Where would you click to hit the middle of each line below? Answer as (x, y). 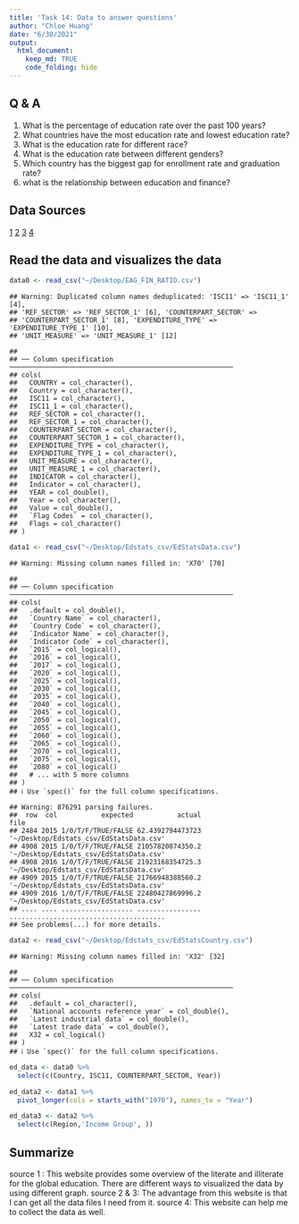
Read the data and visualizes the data (116, 260)
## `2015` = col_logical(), (66, 650)
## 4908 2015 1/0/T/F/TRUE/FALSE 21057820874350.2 (105, 846)
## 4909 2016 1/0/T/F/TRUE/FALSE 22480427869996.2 (105, 894)
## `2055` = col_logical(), (66, 728)
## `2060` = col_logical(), (66, 736)
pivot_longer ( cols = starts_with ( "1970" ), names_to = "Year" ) (135, 1100)
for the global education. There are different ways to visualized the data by (146, 1183)
